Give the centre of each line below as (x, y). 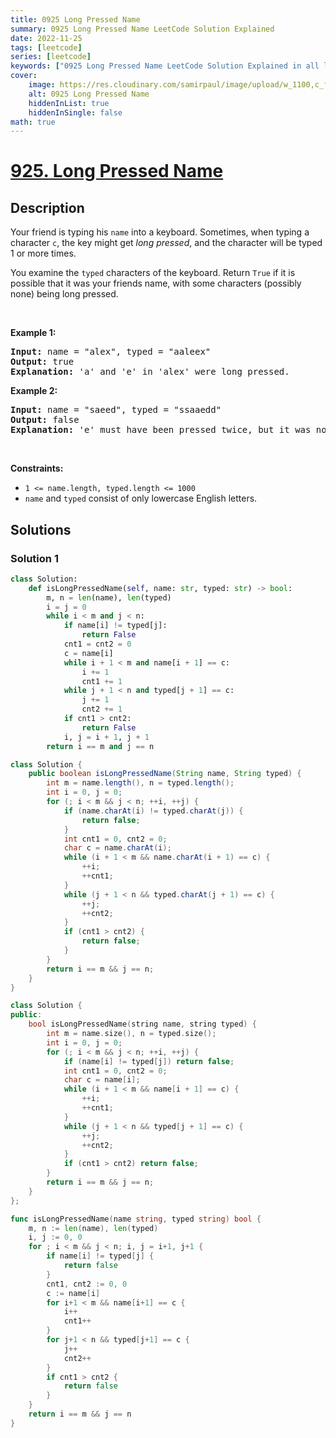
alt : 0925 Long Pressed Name (89, 94)
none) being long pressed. (64, 294)
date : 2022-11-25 (46, 38)
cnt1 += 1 (102, 681)
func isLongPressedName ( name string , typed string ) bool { (136, 1219)
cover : (24, 76)
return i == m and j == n (100, 746)
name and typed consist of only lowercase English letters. (141, 498)
